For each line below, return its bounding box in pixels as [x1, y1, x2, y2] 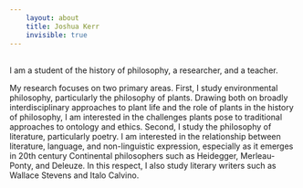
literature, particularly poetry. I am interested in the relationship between [9, 131, 281, 142]
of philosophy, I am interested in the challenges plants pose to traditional [9, 111, 283, 123]
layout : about [26, 13, 79, 23]
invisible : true [26, 30, 89, 39]
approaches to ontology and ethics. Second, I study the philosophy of [9, 121, 272, 132]
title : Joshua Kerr [26, 22, 100, 31]
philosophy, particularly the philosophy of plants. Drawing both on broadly [9, 92, 288, 103]
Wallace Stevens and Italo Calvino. [9, 170, 140, 181]
